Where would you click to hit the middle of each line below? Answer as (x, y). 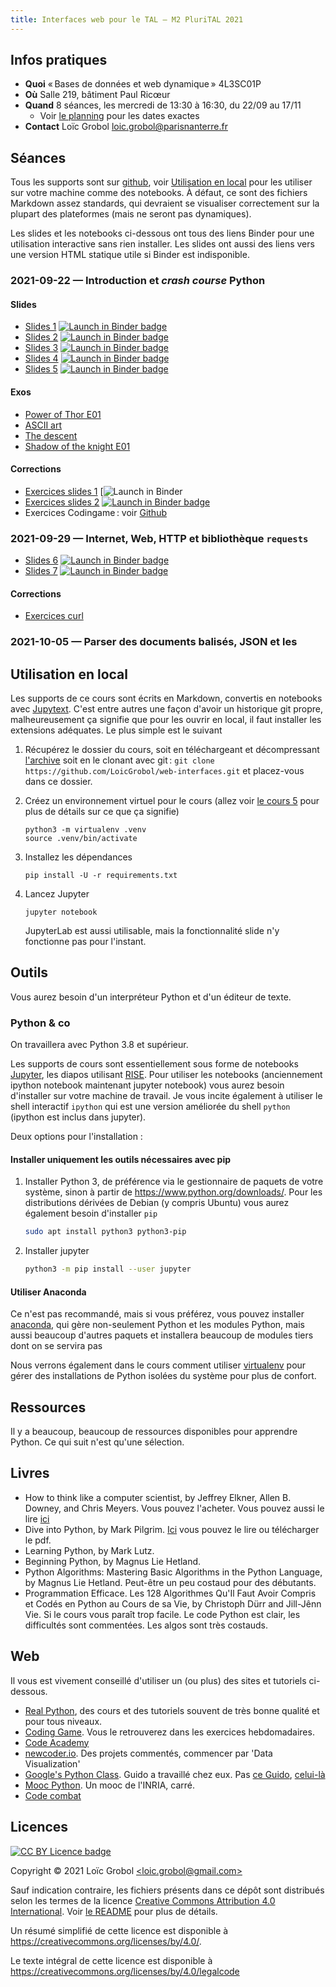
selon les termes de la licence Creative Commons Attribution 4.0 (143, 1900)
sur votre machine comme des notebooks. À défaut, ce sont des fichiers (159, 193)
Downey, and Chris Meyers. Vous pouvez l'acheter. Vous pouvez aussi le (174, 1508)
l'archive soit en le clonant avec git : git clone (119, 760)
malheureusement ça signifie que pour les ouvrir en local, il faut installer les (166, 720)
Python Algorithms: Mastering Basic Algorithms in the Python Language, (173, 1572)
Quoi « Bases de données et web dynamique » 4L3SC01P (143, 84)
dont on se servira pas (56, 1346)
